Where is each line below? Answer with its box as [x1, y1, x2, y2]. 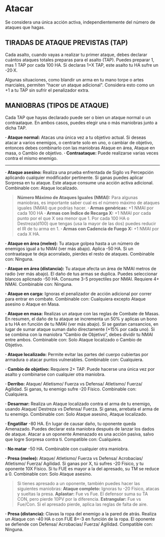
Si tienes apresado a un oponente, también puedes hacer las [17, 480, 140, 486]
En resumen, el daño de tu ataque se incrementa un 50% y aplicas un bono [5, 316, 157, 322]
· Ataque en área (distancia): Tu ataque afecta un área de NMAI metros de [5, 265, 157, 271]
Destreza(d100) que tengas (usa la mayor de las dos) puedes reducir [17, 220, 156, 226]
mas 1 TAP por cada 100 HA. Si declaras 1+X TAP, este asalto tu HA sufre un [5, 62, 159, 68]
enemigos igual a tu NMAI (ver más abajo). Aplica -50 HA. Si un [5, 246, 134, 252]
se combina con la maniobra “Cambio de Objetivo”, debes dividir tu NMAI [5, 332, 153, 337]
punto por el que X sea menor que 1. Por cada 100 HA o [17, 215, 130, 221]
